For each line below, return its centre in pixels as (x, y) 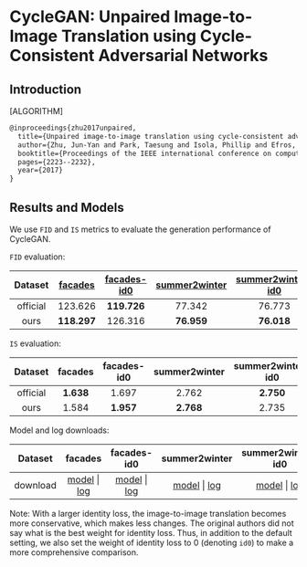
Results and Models (67, 207)
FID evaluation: (37, 257)
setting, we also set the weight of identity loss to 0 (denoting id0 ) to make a (152, 542)
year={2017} (41, 171)
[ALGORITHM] (37, 111)
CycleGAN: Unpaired (90, 17)
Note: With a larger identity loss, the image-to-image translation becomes (148, 513)
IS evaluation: (36, 343)
